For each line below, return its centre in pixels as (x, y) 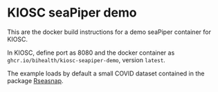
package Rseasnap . (35, 80)
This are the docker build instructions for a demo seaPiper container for (109, 32)
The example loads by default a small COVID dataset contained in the (106, 73)
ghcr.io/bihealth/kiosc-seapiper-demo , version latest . (87, 59)
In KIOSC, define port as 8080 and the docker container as (91, 53)
